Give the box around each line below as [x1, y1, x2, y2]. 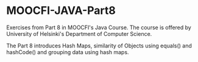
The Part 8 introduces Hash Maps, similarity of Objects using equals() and [6, 42, 192, 49]
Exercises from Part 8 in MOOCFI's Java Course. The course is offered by [6, 24, 192, 31]
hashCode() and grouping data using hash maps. [6, 48, 129, 55]
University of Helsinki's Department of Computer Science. [6, 30, 152, 37]
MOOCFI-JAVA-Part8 [6, 4, 116, 18]
